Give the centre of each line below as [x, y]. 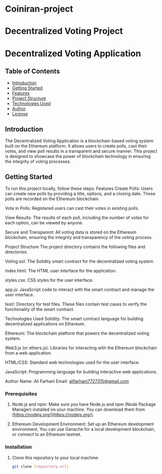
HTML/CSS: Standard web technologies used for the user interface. [73, 362]
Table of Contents [33, 71]
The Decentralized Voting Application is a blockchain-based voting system [79, 141]
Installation [19, 447]
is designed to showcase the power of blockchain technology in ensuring [78, 156]
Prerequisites [21, 393]
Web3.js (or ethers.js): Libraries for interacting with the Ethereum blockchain [81, 348]
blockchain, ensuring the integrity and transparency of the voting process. [79, 237]
